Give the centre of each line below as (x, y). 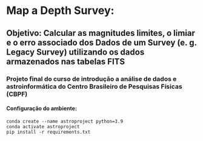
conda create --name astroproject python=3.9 (65, 121)
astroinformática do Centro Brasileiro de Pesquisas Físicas (95, 86)
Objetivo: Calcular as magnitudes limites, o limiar (101, 33)
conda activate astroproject (43, 126)
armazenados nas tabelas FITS (66, 61)
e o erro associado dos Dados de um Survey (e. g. (101, 42)
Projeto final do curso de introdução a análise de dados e (92, 78)
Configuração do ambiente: (42, 108)
